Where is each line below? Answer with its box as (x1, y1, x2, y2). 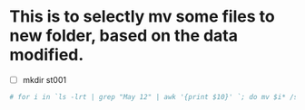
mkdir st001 (22, 74, 66, 85)
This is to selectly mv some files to (9, 6, 275, 27)
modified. (9, 45, 84, 65)
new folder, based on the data (9, 25, 239, 46)
